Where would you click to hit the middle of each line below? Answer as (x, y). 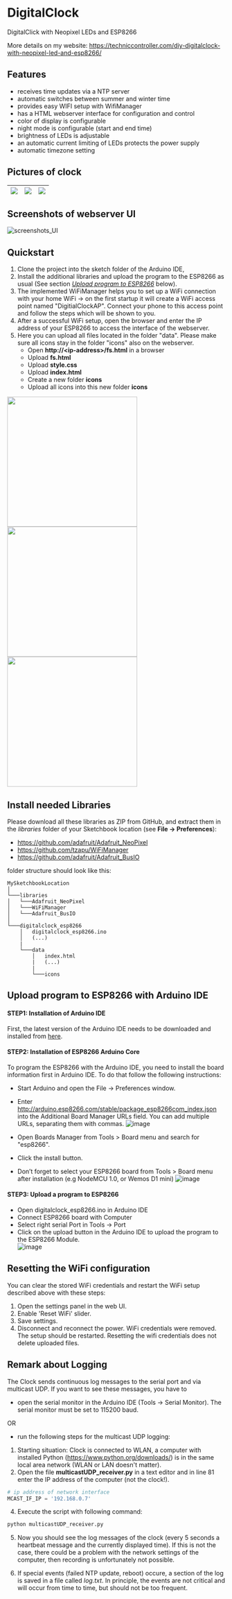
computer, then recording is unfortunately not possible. (96, 1560)
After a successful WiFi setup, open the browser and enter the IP (109, 321)
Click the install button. (50, 1158)
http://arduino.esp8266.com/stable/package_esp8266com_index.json (117, 1109)
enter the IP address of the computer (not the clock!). (93, 1479)
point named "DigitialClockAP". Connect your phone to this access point (120, 306)
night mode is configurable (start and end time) (84, 128)
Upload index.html (54, 372)
